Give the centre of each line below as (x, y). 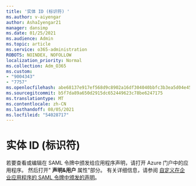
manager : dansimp (27, 28)
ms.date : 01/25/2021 (31, 33)
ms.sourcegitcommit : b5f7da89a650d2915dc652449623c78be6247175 (85, 93)
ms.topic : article (28, 44)
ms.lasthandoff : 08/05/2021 (40, 109)
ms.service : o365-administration (47, 50)
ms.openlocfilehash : (31, 88)
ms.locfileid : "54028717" (37, 115)
